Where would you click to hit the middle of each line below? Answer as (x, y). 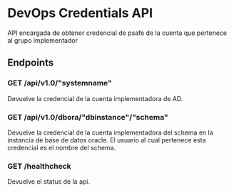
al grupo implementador (43, 40)
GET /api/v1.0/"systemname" (60, 83)
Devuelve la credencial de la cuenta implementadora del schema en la (111, 132)
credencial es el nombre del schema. (62, 147)
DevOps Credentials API (80, 13)
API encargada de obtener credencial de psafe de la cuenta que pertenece (117, 33)
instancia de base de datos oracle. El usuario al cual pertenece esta (107, 140)
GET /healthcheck (39, 166)
